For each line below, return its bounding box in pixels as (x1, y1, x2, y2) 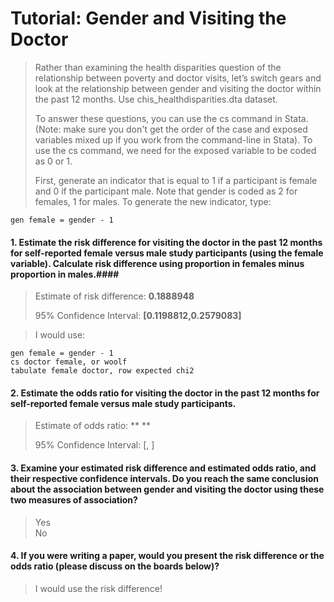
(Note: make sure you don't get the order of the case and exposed (34, 123, 308, 135)
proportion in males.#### (10, 268, 120, 280)
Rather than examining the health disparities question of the (34, 61, 282, 73)
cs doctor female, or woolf (10, 357, 128, 367)
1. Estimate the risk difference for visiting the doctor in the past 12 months (10, 236, 323, 248)
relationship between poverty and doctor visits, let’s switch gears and (34, 72, 322, 84)
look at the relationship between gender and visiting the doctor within (34, 82, 322, 94)
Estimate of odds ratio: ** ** (34, 420, 152, 432)
